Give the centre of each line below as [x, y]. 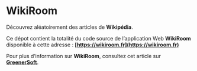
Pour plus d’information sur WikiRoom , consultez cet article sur [84, 56]
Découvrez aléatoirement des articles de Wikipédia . [70, 27]
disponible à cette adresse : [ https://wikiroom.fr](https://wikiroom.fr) [93, 45]
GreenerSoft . [22, 62]
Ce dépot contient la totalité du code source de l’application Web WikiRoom [98, 38]
